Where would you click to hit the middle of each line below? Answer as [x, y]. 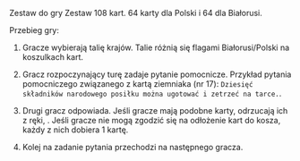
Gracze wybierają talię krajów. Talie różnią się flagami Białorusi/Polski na [156, 47]
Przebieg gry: [34, 30]
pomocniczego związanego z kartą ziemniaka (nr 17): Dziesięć [137, 84]
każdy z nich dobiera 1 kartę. [75, 130]
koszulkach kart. [52, 57]
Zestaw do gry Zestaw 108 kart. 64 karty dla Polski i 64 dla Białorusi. [136, 13]
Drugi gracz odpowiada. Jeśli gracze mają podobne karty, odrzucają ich [155, 110]
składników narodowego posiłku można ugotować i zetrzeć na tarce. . [152, 93]
